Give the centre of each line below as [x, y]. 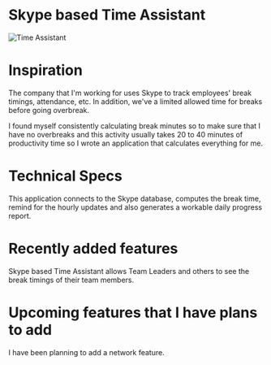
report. [20, 215]
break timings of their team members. [71, 280]
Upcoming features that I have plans [133, 313]
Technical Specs [66, 176]
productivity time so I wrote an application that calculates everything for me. [136, 143]
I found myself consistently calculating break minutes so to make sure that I [135, 126]
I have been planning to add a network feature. [86, 352]
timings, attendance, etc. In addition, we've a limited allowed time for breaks [135, 101]
